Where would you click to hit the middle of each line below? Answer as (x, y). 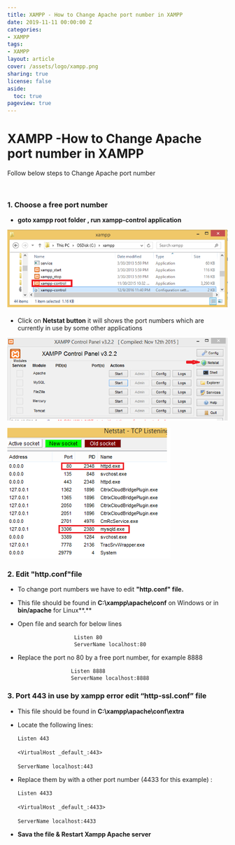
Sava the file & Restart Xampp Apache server (84, 834)
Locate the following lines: (55, 725)
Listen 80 (88, 638)
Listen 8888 (88, 671)
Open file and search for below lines (70, 624)
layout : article (31, 60)
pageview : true (29, 104)
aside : (17, 89)
